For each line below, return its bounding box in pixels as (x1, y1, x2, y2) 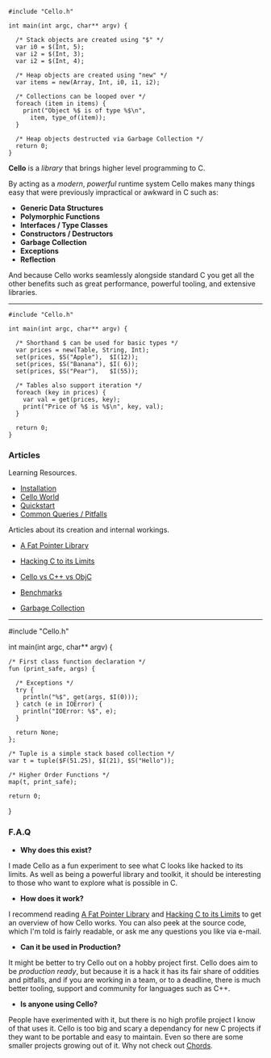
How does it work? (19, 893, 85, 903)
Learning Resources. (8, 468, 77, 478)
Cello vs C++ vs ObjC (19, 572, 93, 582)
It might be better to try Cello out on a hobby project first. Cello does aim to (8, 958, 258, 967)
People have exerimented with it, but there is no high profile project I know (8, 1014, 256, 1024)
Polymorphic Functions (19, 212, 101, 221)
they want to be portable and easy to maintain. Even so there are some (8, 1031, 244, 1042)
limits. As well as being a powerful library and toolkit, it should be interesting (8, 869, 261, 879)
